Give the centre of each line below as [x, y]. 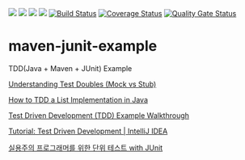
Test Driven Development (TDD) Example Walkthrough [99, 115]
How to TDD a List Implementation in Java [78, 99]
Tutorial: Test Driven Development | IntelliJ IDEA [88, 131]
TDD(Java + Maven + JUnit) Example [70, 68]
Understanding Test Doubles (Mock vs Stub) [82, 84]
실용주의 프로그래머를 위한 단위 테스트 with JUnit [86, 147]
